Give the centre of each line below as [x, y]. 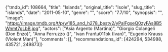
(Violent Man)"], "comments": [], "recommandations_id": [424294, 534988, [84, 39]
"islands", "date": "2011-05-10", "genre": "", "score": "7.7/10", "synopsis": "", [84, 12]
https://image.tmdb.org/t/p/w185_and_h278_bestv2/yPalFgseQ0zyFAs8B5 [85, 23]
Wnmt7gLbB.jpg [22, 28]
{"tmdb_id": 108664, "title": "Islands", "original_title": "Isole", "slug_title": [80, 7]
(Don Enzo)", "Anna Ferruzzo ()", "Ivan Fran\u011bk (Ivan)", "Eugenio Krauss [84, 34]
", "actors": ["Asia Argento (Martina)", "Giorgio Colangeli [97, 28]
